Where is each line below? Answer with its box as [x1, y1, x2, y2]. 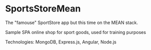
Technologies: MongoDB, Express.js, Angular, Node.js [5, 38, 117, 45]
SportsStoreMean [5, 3, 81, 14]
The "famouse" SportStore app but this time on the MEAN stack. [5, 19, 138, 25]
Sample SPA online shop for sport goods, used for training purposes [5, 29, 146, 35]
